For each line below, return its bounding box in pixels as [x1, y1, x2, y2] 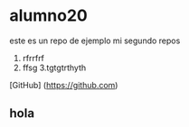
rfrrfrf [22, 52, 45, 63]
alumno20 [9, 5, 88, 26]
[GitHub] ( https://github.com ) [9, 79, 118, 90]
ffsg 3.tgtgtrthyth [22, 62, 87, 73]
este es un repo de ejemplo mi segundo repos [9, 35, 181, 46]
